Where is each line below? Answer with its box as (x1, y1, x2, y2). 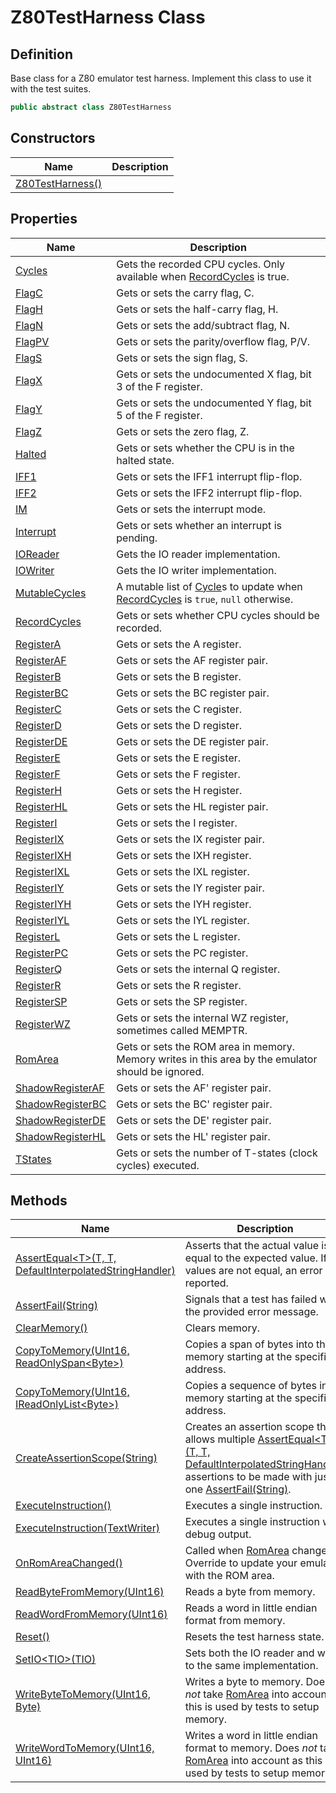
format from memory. (184, 1614, 286, 1628)
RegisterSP (15, 994, 68, 1008)
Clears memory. (184, 1321, 260, 1335)
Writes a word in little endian (184, 1729, 318, 1743)
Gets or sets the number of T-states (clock (116, 1146, 318, 1160)
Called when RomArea (184, 1544, 290, 1558)
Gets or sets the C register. (116, 702, 243, 716)
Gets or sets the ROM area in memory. (116, 1039, 296, 1053)
